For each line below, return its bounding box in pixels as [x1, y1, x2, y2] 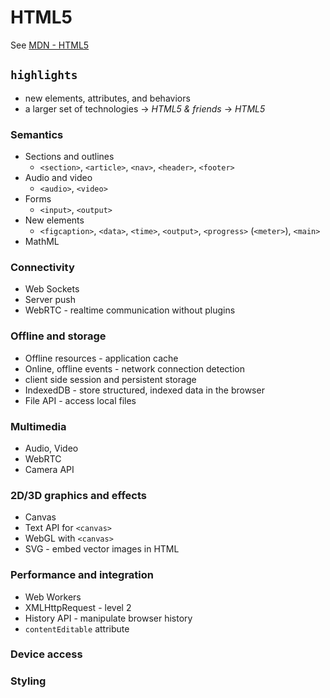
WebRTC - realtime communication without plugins [24, 304, 236, 316]
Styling [10, 674, 47, 688]
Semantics [10, 127, 64, 141]
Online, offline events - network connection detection [24, 362, 245, 375]
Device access [10, 647, 83, 661]
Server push [24, 294, 76, 306]
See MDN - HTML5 [10, 39, 90, 51]
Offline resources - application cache [24, 352, 179, 364]
